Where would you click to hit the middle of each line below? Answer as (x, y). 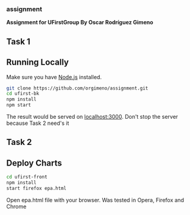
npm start (19, 105)
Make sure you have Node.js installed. (54, 77)
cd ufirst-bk (23, 94)
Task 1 (18, 41)
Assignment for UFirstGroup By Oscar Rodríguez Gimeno (80, 23)
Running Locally (37, 62)
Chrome (16, 206)
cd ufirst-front (27, 177)
